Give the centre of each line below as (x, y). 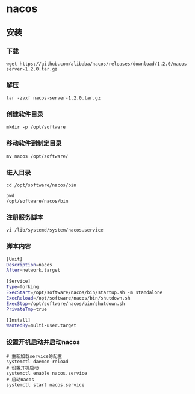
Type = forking (23, 287)
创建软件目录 (25, 114)
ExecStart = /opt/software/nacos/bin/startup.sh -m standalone (85, 293)
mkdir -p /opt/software (36, 127)
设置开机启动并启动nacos (43, 342)
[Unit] (14, 259)
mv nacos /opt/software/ (37, 156)
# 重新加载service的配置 (34, 356)
